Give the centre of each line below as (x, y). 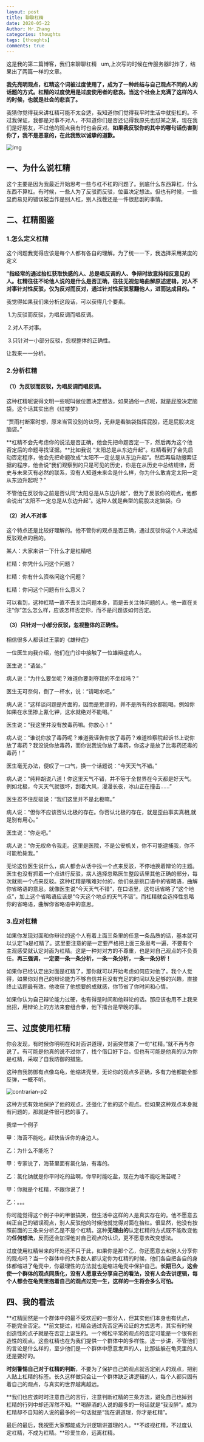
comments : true (25, 46)
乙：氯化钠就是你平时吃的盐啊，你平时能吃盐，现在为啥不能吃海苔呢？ (94, 1176)
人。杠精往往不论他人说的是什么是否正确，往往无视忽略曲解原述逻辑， (94, 281)
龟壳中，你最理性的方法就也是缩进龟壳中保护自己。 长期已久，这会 (115, 1266)
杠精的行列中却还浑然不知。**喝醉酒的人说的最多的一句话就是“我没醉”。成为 (102, 1404)
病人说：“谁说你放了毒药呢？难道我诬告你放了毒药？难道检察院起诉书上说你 (101, 737)
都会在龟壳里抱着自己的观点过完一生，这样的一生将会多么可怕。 (97, 1281)
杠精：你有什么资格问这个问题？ (46, 576)
